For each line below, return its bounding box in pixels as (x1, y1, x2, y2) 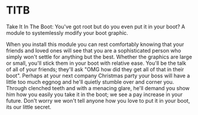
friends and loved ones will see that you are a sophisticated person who (6, 47, 181, 54)
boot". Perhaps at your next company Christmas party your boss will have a (6, 72, 190, 79)
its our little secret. (6, 103, 51, 110)
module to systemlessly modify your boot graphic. (6, 29, 128, 36)
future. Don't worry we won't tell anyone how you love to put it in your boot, (6, 97, 190, 104)
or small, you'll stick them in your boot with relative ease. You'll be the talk (6, 60, 186, 67)
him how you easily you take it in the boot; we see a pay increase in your (6, 91, 183, 98)
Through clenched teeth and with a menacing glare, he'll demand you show (6, 84, 190, 91)
